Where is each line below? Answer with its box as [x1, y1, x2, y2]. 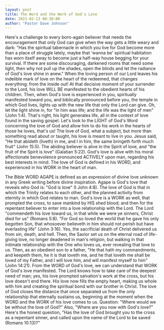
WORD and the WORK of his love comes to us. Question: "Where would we [5, 299, 156, 305]
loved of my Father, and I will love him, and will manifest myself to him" [5, 257, 148, 263]
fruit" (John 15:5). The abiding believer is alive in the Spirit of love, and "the [5, 144, 157, 150]
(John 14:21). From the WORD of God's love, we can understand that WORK [5, 263, 158, 269]
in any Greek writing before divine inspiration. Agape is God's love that [5, 179, 148, 185]
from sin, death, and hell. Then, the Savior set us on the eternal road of [5, 231, 148, 237]
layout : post [5, 7, 32, 12]
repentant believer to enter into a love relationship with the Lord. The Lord [5, 205, 154, 211]
